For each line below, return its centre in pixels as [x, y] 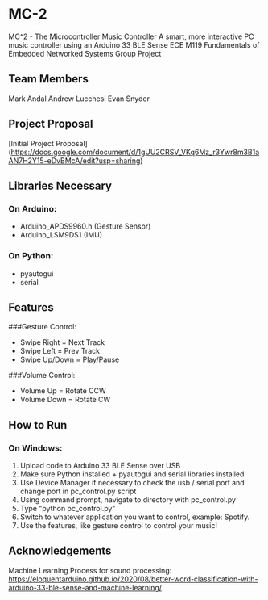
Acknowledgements [60, 551]
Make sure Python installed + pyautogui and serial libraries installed [132, 474]
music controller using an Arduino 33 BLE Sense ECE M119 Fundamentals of [134, 44]
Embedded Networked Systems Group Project [85, 53]
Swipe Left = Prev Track [60, 351]
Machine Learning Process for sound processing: [90, 570]
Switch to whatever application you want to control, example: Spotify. [135, 517]
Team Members [48, 79]
